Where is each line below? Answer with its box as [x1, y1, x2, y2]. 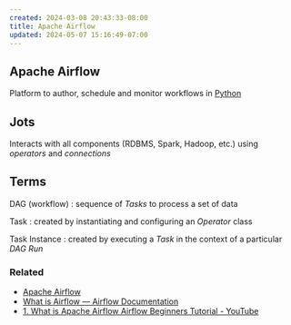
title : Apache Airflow [9, 22, 95, 31]
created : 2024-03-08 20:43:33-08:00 [9, 13, 148, 23]
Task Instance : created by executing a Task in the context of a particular [9, 233, 283, 244]
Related [9, 265, 45, 278]
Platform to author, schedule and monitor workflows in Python [9, 88, 242, 99]
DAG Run [9, 242, 44, 254]
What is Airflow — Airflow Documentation [22, 296, 179, 307]
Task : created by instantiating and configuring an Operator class [9, 215, 253, 227]
